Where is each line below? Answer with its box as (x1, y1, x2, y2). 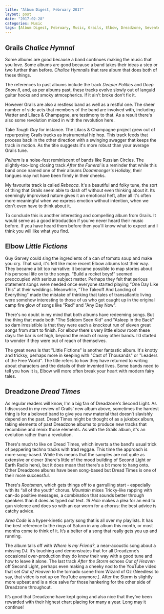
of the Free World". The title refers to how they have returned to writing (5, 357, 148, 363)
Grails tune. (5, 147, 28, 153)
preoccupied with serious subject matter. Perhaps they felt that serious (5, 276, 148, 282)
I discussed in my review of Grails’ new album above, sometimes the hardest (5, 405, 159, 412)
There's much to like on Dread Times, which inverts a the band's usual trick (5, 441, 157, 447)
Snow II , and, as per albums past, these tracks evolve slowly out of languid (5, 87, 155, 93)
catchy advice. (5, 508, 35, 514)
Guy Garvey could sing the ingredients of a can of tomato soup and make (5, 255, 152, 261)
